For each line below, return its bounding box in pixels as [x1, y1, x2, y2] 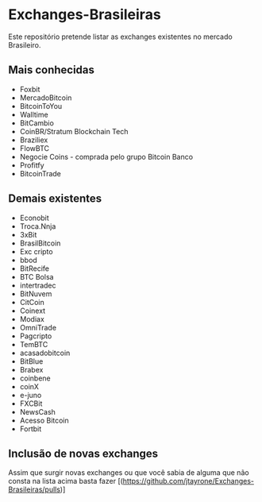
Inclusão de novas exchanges [8, 446, 159, 460]
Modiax [19, 314, 45, 323]
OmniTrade [19, 322, 57, 332]
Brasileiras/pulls [8, 485, 61, 494]
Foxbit [19, 84, 40, 94]
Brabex [19, 365, 44, 374]
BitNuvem [19, 288, 52, 299]
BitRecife [19, 264, 50, 273]
